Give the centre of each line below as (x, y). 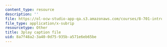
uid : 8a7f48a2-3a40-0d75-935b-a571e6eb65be (51, 37)
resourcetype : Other (27, 28)
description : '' (22, 14)
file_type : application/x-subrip (40, 23)
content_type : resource (30, 10)
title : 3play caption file (33, 32)
